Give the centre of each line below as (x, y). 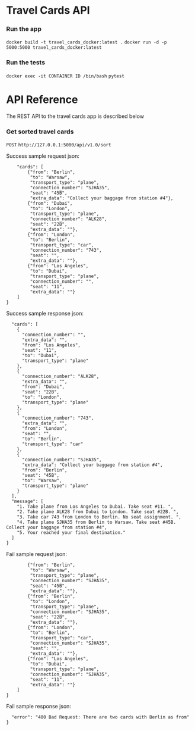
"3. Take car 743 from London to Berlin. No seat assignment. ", (99, 517)
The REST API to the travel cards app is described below (75, 116)
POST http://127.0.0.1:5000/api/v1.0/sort (59, 145)
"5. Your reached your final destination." (71, 533)
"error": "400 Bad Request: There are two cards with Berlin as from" (100, 717)
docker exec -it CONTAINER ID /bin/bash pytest (65, 76)
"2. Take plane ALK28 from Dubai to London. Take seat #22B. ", (98, 512)
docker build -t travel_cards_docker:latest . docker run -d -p (87, 42)
